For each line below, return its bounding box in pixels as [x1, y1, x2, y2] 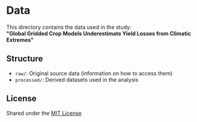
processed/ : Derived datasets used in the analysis [15, 76, 139, 83]
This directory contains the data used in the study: [6, 23, 132, 31]
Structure [6, 53, 44, 64]
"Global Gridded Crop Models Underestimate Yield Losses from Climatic [6, 29, 192, 37]
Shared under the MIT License [6, 109, 82, 117]
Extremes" [6, 36, 34, 43]
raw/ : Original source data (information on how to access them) [15, 70, 173, 77]
